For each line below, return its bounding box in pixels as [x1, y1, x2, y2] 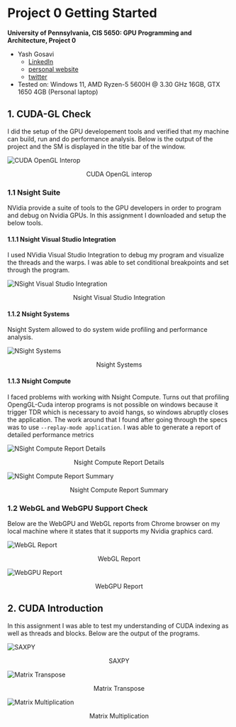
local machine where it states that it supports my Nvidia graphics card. [7, 527, 214, 535]
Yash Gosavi [17, 50, 55, 58]
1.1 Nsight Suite [7, 187, 61, 197]
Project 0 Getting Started [7, 5, 157, 21]
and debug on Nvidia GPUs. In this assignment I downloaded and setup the [7, 211, 227, 220]
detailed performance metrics [7, 430, 94, 438]
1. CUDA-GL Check [7, 108, 91, 120]
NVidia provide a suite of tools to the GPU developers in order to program [7, 204, 222, 212]
